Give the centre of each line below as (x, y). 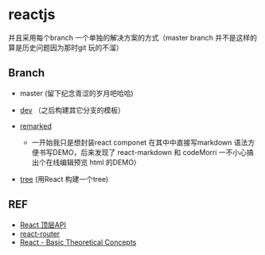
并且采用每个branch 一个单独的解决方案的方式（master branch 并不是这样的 (132, 37)
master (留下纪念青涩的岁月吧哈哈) (76, 93)
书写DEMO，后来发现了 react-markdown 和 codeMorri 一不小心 (143, 152)
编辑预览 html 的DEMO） (100, 162)
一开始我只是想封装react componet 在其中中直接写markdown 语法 (140, 142)
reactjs (32, 15)
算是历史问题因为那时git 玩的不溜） (66, 47)
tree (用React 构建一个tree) (64, 179)
